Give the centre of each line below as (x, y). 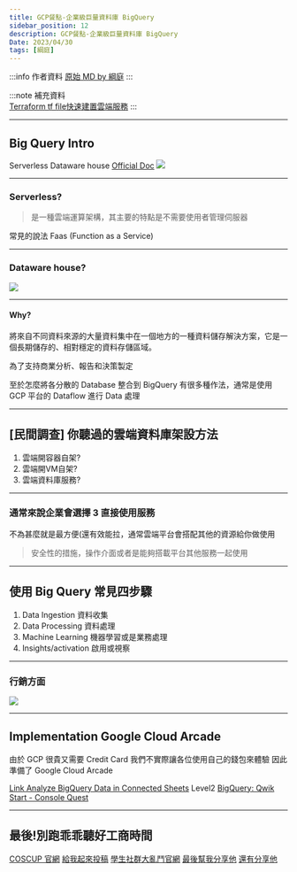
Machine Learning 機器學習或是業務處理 (95, 637)
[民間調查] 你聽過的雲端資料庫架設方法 (114, 435)
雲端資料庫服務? (51, 480)
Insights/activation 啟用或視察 (76, 648)
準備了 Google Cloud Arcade (61, 770)
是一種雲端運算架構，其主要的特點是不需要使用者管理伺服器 (139, 217)
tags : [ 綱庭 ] (32, 50)
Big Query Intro (52, 143)
